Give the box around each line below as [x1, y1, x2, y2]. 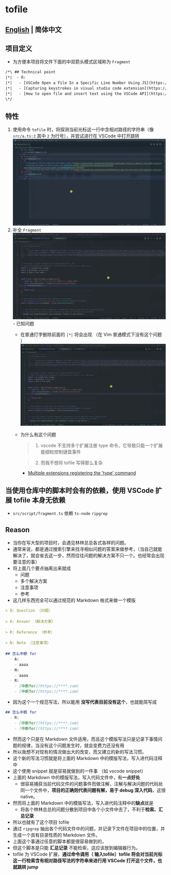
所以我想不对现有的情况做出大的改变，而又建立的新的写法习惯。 [12, 749, 147, 755]
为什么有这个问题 [20, 431, 56, 438]
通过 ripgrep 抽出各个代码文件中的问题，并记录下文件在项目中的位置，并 [12, 825, 165, 832]
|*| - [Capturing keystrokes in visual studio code [5, 86, 122, 91]
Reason [5, 526, 30, 534]
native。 [20, 793, 38, 799]
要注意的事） [12, 559, 40, 565]
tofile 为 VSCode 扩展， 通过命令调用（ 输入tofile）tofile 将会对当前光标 [12, 851, 163, 857]
